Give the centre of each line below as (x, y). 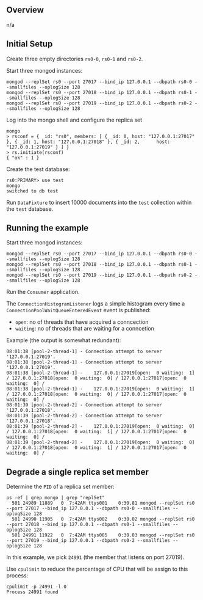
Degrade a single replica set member (78, 472)
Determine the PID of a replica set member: (60, 487)
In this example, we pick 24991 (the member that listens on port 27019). (95, 557)
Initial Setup (30, 44)
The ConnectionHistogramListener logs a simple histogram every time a (96, 304)
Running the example (48, 228)
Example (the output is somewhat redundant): (64, 340)
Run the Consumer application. (43, 292)
